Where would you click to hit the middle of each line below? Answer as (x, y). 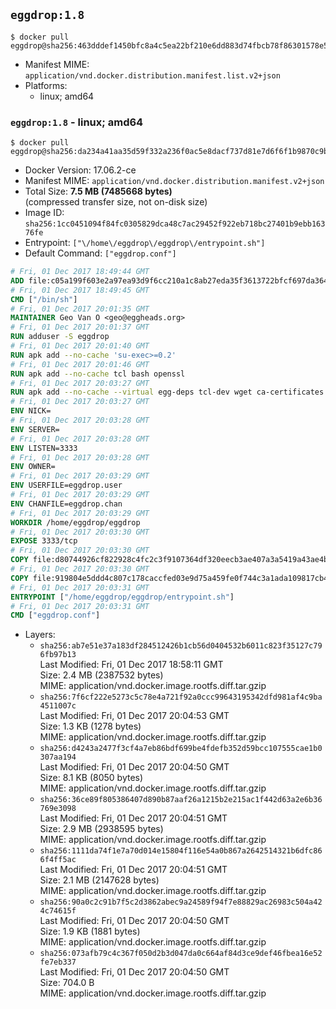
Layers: (40, 635)
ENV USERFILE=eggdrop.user (66, 485)
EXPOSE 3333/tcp (44, 541)
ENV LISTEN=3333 (44, 448)
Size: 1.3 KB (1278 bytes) (90, 726)
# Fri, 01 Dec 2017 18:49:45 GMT (80, 290)
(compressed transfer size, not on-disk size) (116, 202)
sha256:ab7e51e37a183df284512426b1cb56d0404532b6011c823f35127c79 (181, 646)
